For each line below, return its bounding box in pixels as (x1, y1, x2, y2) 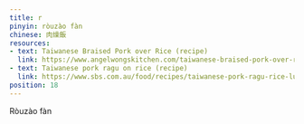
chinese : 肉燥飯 (9, 30, 67, 39)
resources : (9, 38, 51, 48)
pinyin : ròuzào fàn (9, 22, 83, 31)
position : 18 (9, 81, 59, 90)
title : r (9, 13, 43, 23)
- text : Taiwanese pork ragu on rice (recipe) (9, 64, 188, 73)
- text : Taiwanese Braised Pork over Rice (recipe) (9, 47, 208, 56)
